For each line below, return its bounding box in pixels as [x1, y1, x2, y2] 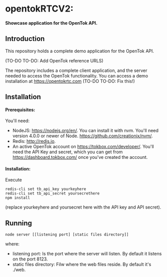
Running [5, 219, 33, 227]
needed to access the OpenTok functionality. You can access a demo [5, 72, 148, 78]
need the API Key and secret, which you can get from [12, 149, 123, 155]
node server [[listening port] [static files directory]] [5, 232, 129, 237]
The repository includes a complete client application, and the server [5, 67, 147, 73]
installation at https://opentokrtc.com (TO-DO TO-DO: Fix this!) [5, 78, 135, 84]
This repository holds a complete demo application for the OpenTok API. [5, 48, 154, 54]
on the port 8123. [12, 256, 48, 262]
